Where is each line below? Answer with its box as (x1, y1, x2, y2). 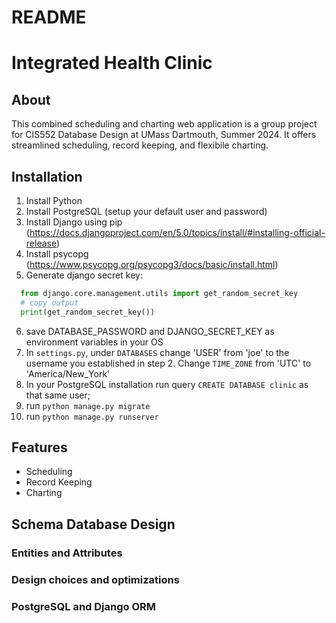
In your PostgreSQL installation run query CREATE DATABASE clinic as (25, 378, 309, 390)
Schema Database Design (11, 516, 176, 533)
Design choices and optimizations (11, 572, 180, 586)
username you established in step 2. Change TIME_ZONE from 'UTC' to (25, 357, 312, 369)
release (25, 237, 57, 249)
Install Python (25, 195, 83, 206)
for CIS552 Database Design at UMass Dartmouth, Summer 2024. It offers (11, 129, 317, 141)
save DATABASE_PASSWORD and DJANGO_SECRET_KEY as (25, 325, 275, 337)
